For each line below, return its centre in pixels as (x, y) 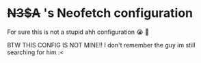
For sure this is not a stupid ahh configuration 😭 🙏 (78, 32)
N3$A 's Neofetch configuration (100, 13)
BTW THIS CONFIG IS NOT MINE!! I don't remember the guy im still (101, 45)
